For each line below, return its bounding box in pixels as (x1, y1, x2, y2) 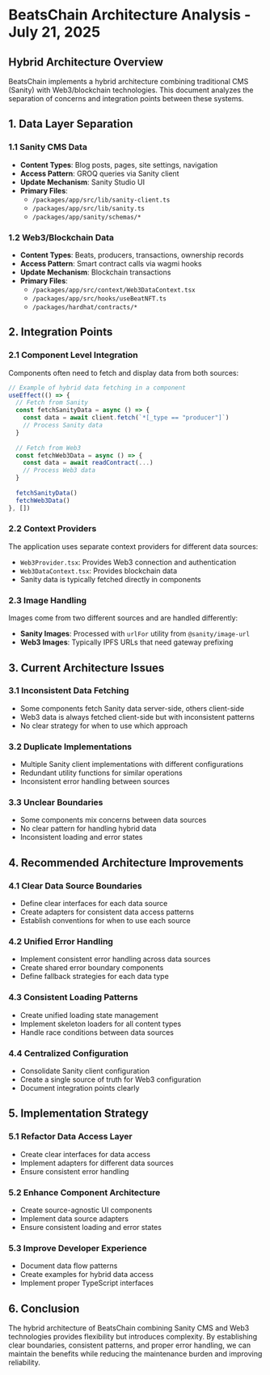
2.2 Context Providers (8, 523, 97, 534)
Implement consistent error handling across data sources (19, 954, 211, 964)
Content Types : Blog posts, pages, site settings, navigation (19, 160, 218, 169)
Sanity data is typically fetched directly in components (19, 574, 201, 584)
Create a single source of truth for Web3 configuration (19, 1075, 201, 1084)
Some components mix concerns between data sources (19, 815, 207, 825)
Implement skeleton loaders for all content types (19, 1019, 182, 1028)
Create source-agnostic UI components (19, 1205, 153, 1215)
